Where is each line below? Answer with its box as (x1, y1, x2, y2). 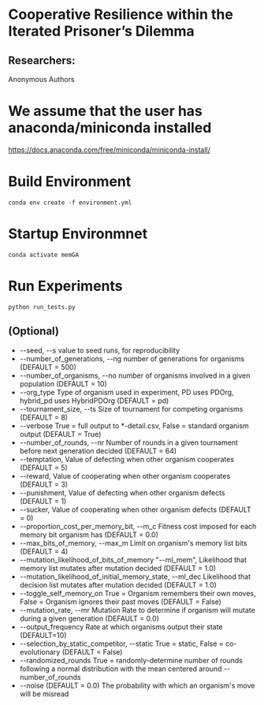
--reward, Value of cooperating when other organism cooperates (19, 471, 231, 480)
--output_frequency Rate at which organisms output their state (19, 621, 223, 632)
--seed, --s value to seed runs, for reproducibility (19, 345, 180, 355)
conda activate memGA (8, 251, 80, 259)
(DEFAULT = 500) (19, 362, 77, 371)
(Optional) (8, 325, 59, 338)
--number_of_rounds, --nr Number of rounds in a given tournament (19, 438, 239, 447)
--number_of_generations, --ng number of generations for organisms (19, 353, 245, 364)
